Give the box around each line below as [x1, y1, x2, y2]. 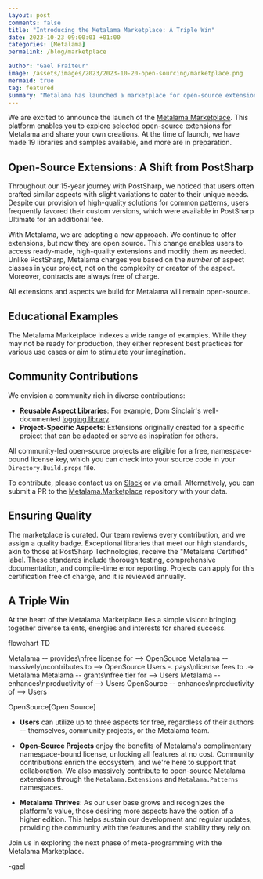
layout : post [8, 11, 51, 20]
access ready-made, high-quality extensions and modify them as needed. [8, 246, 247, 256]
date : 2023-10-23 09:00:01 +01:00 [8, 33, 121, 42]
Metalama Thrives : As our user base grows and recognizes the [19, 798, 225, 808]
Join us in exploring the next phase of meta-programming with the [8, 838, 222, 848]
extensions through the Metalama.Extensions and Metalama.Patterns [19, 775, 239, 784]
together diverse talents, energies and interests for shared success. [8, 623, 227, 633]
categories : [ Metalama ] [8, 41, 86, 49]
